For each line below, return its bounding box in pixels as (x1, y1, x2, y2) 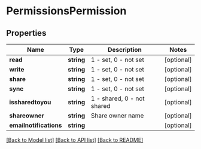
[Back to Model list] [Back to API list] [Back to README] (6, 136, 144, 144)
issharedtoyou (9, 98, 51, 106)
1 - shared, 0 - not (90, 94, 145, 103)
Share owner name (90, 111, 144, 120)
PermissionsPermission (6, 4, 127, 18)
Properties (6, 28, 47, 38)
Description (107, 46, 142, 54)
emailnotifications (9, 121, 62, 129)
